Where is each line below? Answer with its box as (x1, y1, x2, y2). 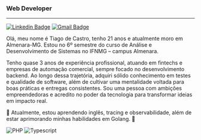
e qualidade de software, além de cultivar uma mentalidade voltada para (6, 78, 184, 86)
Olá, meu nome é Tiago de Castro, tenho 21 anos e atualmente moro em (6, 35, 184, 42)
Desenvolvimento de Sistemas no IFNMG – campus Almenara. (6, 48, 159, 55)
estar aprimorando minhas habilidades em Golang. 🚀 (6, 115, 136, 123)
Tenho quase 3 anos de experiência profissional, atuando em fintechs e (6, 59, 182, 66)
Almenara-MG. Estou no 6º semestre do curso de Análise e (6, 41, 153, 48)
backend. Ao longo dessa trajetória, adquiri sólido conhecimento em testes (6, 72, 191, 79)
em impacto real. (6, 98, 48, 105)
